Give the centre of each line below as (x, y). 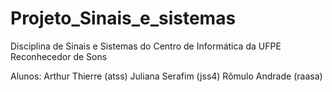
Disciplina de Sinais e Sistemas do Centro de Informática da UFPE (146, 46)
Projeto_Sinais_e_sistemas (123, 18)
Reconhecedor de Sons (59, 56)
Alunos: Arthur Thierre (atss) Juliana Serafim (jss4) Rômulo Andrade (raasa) (166, 76)
